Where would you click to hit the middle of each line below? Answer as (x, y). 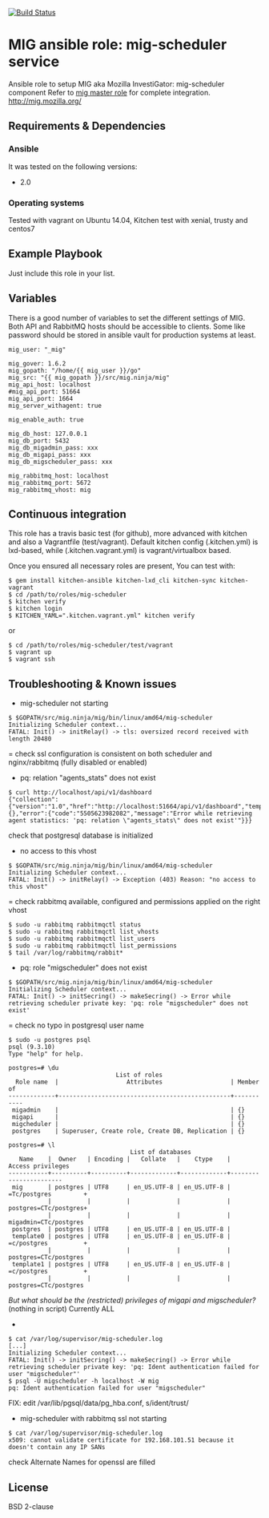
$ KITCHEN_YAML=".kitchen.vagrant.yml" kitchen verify (102, 616)
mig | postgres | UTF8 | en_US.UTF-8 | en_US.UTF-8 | (121, 1187)
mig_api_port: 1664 (41, 398)
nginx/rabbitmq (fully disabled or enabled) (78, 762)
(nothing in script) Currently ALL (61, 1309)
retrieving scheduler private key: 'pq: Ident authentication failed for (134, 1367)
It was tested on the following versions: (73, 166)
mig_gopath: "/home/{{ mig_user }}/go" (75, 370)
